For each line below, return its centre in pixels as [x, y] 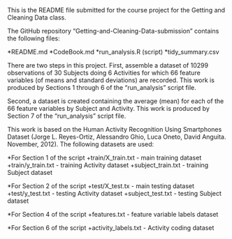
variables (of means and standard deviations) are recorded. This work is [111, 80]
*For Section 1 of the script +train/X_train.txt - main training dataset [104, 157]
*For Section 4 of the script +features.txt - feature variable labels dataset [113, 214]
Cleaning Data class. [37, 17]
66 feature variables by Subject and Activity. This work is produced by [108, 108]
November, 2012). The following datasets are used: [81, 144]
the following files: [34, 38]
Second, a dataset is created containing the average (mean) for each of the [116, 101]
